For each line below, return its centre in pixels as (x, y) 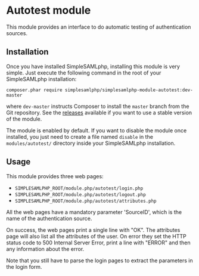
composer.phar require (34, 90)
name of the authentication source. (49, 218)
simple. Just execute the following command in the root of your (84, 73)
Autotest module (49, 10)
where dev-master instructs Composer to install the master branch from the (98, 106)
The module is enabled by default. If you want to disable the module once (97, 130)
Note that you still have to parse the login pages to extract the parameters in (100, 261)
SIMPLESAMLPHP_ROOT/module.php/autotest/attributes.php (85, 201)
